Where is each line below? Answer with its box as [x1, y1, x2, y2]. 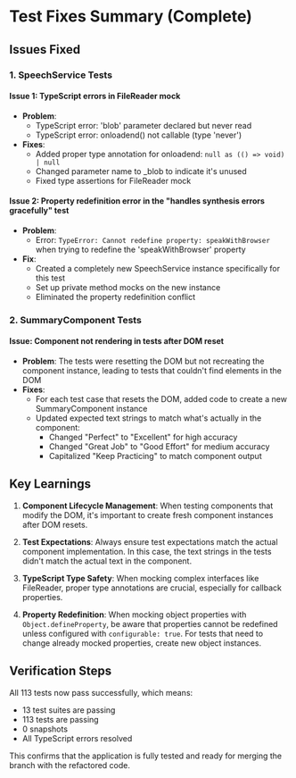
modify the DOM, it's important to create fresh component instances [21, 509, 274, 520]
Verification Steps [9, 664, 112, 679]
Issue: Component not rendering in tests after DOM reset [9, 336, 225, 347]
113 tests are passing [21, 714, 100, 724]
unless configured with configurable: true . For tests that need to [21, 628, 264, 639]
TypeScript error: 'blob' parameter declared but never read [35, 120, 252, 130]
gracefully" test [9, 205, 70, 216]
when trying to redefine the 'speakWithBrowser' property [35, 244, 247, 255]
